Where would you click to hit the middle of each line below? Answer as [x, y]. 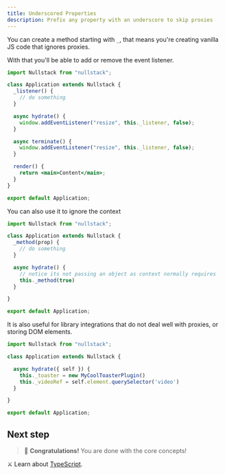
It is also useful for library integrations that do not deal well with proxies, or [113, 325]
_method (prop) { [36, 243]
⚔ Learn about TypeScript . [45, 464]
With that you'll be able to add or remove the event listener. [91, 60]
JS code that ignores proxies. [49, 47]
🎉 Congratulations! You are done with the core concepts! [105, 450]
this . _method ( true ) [47, 280]
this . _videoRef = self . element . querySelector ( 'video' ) [99, 382]
